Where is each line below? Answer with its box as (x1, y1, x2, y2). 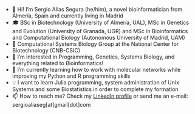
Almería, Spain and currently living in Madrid (12, 12, 123, 19)
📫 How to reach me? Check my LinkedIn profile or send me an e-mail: (12, 92, 188, 100)
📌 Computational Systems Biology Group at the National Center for (12, 40, 179, 48)
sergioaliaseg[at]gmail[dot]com (12, 101, 91, 108)
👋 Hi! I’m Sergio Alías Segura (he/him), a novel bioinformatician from (12, 6, 183, 13)
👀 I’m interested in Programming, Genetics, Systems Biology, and (12, 53, 175, 60)
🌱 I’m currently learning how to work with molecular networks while (12, 66, 181, 73)
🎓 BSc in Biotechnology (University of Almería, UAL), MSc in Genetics (12, 19, 190, 26)
